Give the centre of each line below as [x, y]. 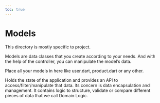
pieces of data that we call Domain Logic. [46, 95]
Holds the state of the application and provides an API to [62, 80]
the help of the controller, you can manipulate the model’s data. [68, 61]
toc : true [15, 9]
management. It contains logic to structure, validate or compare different [78, 90]
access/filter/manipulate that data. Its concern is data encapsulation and [78, 85]
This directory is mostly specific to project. [48, 47]
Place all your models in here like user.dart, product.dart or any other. [74, 71]
